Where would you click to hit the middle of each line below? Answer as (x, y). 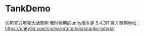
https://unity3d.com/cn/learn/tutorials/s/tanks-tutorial (60, 28)
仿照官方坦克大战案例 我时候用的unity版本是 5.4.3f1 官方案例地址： (73, 23)
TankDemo (28, 9)
